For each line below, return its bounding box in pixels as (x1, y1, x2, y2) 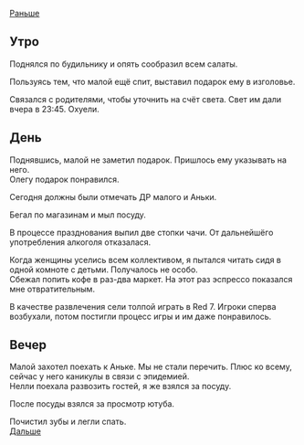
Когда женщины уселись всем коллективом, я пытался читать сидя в (9, 254, 281, 265)
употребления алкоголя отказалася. (9, 237, 152, 248)
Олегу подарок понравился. (9, 174, 121, 185)
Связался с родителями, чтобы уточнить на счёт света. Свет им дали (9, 93, 282, 104)
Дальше (9, 426, 41, 437)
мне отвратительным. (9, 283, 96, 294)
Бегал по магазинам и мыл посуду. (9, 209, 146, 220)
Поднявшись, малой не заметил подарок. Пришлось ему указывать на (9, 154, 288, 165)
